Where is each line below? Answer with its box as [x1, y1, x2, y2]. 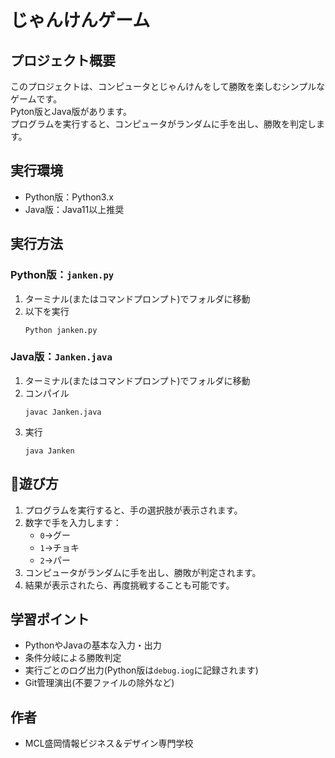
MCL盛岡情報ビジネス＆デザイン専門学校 [24, 737, 194, 750]
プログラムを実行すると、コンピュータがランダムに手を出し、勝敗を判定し [10, 118, 317, 130]
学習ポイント [10, 611, 90, 628]
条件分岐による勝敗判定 [24, 652, 122, 664]
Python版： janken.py [10, 268, 115, 282]
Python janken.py [24, 325, 98, 335]
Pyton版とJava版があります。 [10, 106, 133, 117]
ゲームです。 [10, 93, 63, 105]
